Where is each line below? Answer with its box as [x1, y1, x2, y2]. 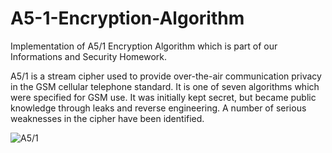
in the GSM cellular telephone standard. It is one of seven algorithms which [10, 80, 320, 92]
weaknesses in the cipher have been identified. [10, 112, 205, 124]
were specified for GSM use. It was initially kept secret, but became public [10, 91, 317, 103]
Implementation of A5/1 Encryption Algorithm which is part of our [10, 40, 278, 52]
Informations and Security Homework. [10, 50, 168, 62]
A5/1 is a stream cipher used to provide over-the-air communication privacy [10, 70, 322, 82]
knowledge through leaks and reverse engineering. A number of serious [10, 102, 307, 114]
